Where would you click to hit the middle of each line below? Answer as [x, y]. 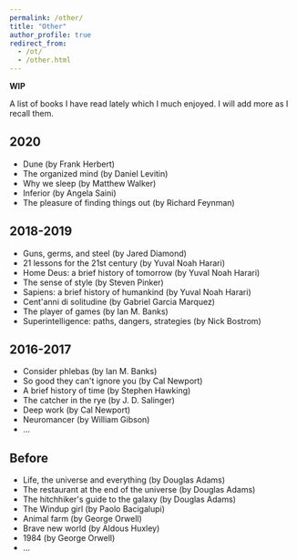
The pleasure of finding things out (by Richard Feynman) [128, 202]
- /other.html [44, 60]
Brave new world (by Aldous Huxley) [91, 528]
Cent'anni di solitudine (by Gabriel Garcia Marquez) [119, 301]
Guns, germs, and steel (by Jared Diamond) [104, 253]
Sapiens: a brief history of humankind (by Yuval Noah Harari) [137, 291]
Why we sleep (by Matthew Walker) [89, 183]
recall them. [32, 113]
